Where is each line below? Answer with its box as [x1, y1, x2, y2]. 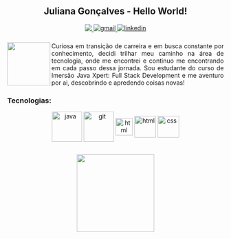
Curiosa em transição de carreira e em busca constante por [51, 41, 224, 50]
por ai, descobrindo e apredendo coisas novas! [51, 79, 185, 87]
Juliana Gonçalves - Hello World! [43, 6, 188, 17]
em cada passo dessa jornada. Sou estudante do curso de [51, 63, 224, 72]
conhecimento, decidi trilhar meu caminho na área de [51, 49, 224, 57]
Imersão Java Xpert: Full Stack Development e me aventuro [51, 71, 224, 79]
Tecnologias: [7, 96, 52, 105]
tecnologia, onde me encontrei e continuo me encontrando [51, 56, 224, 65]
